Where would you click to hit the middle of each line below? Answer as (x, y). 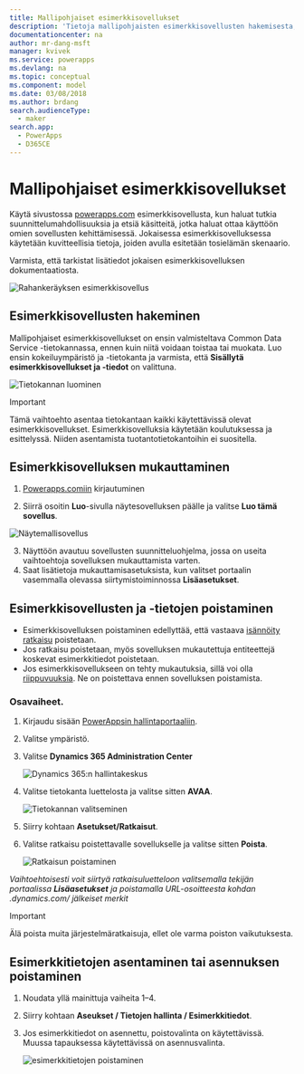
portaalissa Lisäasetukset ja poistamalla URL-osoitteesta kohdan (133, 889)
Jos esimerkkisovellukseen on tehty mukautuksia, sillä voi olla (138, 669)
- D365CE (34, 144)
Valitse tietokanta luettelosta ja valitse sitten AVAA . (117, 791)
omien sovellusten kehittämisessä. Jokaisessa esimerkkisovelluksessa (140, 233)
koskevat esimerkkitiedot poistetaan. (91, 659)
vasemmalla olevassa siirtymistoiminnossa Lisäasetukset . (131, 580)
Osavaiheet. (37, 702)
